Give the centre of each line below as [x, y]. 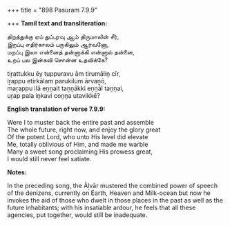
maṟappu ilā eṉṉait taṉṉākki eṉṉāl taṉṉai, [66, 88]
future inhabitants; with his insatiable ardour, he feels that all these [102, 207]
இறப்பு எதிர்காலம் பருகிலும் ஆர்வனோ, [58, 44]
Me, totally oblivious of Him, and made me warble [78, 144]
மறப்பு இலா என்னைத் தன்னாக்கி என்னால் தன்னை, [71, 52]
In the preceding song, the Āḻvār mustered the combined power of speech [113, 186]
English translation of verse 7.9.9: [56, 109]
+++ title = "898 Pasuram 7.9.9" [52, 10]
